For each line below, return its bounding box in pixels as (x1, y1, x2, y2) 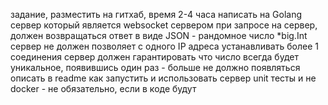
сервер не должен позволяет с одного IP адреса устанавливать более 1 (10, 40, 319, 52)
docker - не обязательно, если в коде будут (10, 83, 197, 94)
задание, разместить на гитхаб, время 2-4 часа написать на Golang (10, 9, 303, 20)
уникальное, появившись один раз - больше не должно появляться (10, 62, 301, 73)
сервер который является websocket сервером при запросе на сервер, (10, 19, 318, 31)
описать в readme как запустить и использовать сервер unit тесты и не (10, 72, 317, 84)
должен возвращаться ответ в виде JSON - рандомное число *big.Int (10, 30, 308, 41)
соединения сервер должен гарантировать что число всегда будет (10, 51, 299, 63)
